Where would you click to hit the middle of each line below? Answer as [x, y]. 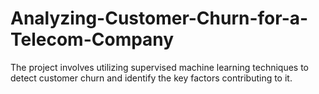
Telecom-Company [92, 39]
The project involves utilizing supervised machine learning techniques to [160, 67]
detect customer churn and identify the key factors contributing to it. [151, 78]
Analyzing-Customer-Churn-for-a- [159, 18]
